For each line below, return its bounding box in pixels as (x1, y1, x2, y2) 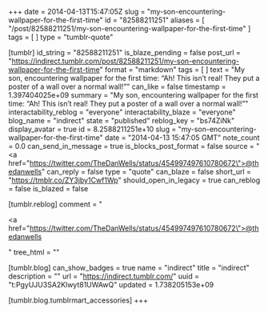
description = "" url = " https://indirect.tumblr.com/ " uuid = (8, 271, 200, 281)
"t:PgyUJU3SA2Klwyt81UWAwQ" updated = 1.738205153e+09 (8, 280, 214, 289)
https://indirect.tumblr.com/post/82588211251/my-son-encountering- (11, 56, 240, 66)
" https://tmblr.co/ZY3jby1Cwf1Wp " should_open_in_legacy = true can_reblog (8, 175, 261, 185)
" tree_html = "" (8, 247, 60, 257)
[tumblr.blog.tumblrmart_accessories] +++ (8, 295, 149, 305)
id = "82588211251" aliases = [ (104, 15, 206, 25)
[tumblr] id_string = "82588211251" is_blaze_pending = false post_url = (8, 48, 242, 57)
